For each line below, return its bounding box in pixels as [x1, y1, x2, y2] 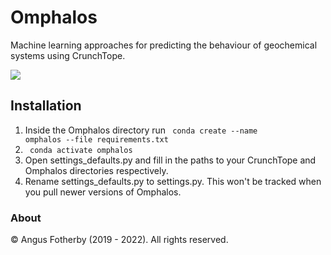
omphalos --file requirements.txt [24, 134, 169, 145]
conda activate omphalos [29, 145, 133, 155]
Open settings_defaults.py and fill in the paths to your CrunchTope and [24, 154, 317, 166]
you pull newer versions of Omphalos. [24, 186, 182, 198]
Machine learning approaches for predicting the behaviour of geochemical [10, 39, 318, 51]
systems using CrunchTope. [10, 49, 126, 61]
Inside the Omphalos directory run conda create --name [24, 124, 258, 136]
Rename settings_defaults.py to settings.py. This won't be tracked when [24, 175, 322, 187]
